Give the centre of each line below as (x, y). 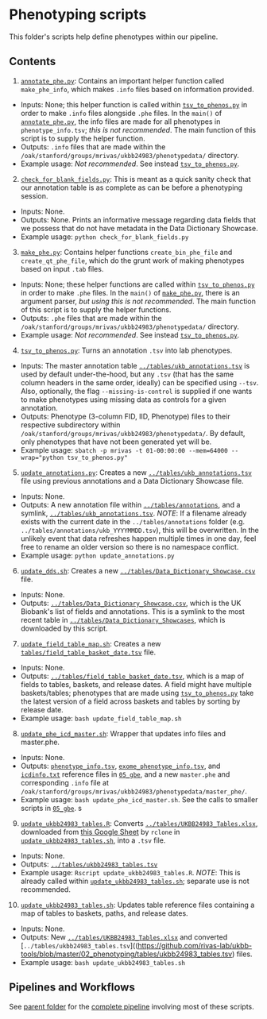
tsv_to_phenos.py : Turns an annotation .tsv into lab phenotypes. (126, 350)
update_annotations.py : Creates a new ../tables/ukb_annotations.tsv (136, 472)
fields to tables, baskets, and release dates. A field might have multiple (136, 684)
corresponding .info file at (65, 782)
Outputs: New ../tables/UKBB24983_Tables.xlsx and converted (124, 937)
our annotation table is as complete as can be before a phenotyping (132, 187)
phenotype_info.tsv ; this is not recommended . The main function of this (138, 129)
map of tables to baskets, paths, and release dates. (104, 913)
